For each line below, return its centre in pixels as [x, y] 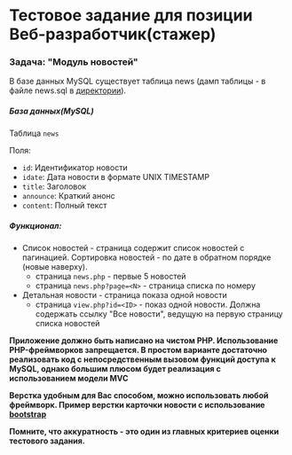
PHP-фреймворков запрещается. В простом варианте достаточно [138, 350]
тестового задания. [47, 441]
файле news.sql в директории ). [68, 90]
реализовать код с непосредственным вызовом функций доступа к [143, 359]
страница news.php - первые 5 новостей [110, 277]
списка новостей [67, 324]
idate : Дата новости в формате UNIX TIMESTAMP [116, 177]
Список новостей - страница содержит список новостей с [133, 248]
